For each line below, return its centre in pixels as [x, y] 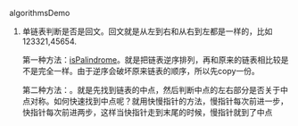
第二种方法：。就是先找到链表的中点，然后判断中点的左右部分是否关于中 [155, 90]
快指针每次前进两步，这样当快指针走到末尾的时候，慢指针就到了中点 [147, 112]
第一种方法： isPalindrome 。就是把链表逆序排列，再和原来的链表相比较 [151, 60]
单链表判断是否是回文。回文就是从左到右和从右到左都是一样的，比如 [147, 31]
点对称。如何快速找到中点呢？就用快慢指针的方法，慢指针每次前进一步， [155, 101]
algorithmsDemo [40, 13]
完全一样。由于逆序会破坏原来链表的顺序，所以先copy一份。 [149, 71]
